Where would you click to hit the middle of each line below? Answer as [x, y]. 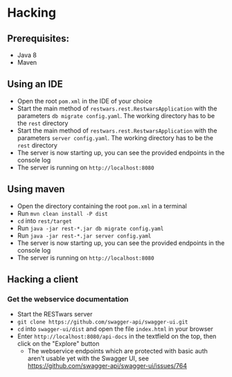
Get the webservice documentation [68, 299]
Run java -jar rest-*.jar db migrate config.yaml [90, 228]
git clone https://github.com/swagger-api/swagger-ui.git [102, 322]
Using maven [36, 189]
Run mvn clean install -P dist [63, 213]
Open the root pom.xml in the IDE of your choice [84, 101]
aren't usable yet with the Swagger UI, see [88, 358]
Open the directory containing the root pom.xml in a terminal [102, 206]
